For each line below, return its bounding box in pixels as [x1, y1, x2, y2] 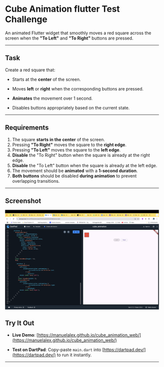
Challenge [5, 14, 48, 25]
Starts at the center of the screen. [12, 76, 81, 82]
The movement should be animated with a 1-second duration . [12, 168, 138, 173]
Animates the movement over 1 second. [12, 95, 93, 101]
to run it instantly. [57, 352, 92, 358]
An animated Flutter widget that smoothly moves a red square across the [5, 30, 151, 36]
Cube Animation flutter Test [5, 3, 120, 15]
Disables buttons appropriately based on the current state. [12, 105, 130, 110]
